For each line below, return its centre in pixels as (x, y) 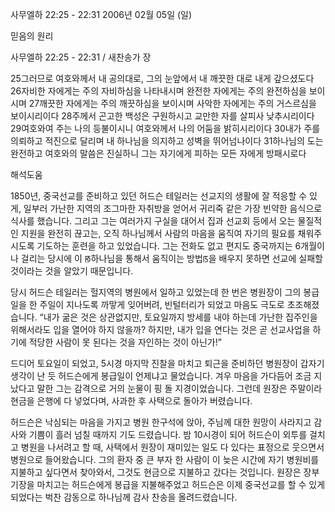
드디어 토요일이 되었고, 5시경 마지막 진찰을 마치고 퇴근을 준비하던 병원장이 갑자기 (167, 363)
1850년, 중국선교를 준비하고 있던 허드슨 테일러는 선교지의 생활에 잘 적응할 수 (159, 196)
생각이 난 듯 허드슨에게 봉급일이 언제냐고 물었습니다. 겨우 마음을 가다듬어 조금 (161, 376)
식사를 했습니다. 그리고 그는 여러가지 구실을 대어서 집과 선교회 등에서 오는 (153, 221)
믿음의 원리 (32, 36)
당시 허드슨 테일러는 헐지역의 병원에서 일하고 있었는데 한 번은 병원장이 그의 (156, 292)
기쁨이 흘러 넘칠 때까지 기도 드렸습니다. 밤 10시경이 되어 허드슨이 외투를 (168, 434)
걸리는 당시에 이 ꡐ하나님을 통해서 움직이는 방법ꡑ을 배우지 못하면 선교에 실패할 (171, 258)
